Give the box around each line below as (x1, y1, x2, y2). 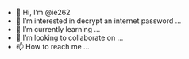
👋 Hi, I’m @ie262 (15, 8, 71, 17)
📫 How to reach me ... (15, 42, 90, 51)
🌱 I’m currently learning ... (15, 25, 101, 33)
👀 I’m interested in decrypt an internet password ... (15, 16, 182, 26)
